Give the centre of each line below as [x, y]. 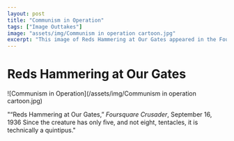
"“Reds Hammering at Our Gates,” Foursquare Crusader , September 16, [110, 114]
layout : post [26, 14]
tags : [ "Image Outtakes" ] [45, 27]
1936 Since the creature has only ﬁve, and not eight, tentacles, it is [103, 122]
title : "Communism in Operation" [56, 20]
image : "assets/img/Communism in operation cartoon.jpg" [92, 33]
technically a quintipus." [42, 131]
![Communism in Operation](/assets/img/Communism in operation [102, 94]
